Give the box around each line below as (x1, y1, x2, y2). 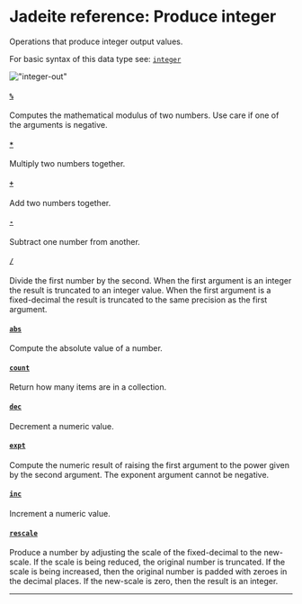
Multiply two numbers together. (9, 158, 126, 169)
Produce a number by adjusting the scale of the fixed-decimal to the (9, 547, 262, 558)
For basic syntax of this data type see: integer (9, 53, 182, 64)
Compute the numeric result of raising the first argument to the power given (9, 459, 290, 470)
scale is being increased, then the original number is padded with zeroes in (9, 566, 288, 577)
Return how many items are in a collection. (9, 382, 167, 392)
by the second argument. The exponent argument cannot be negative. (9, 469, 270, 480)
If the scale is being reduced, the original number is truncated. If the (32, 556, 286, 568)
